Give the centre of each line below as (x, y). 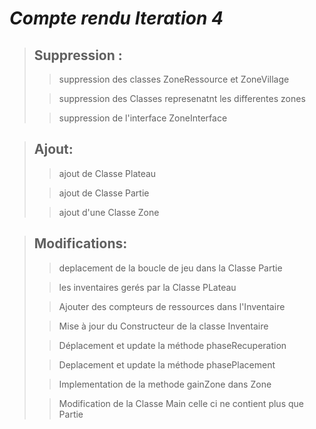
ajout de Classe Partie (104, 193)
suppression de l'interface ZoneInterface (143, 118)
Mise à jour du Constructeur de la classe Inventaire (163, 326)
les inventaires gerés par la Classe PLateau (147, 287)
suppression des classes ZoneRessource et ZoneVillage (174, 79)
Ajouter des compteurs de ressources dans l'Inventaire (172, 306)
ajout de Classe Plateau (107, 173)
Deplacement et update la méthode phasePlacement (167, 364)
